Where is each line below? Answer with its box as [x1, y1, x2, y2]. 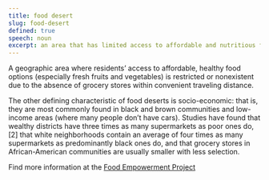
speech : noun [8, 34, 52, 42]
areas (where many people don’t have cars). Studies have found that [34, 113, 261, 122]
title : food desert [8, 11, 74, 20]
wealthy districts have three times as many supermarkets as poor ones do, [8, 122, 255, 131]
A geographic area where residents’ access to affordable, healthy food [8, 63, 242, 73]
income [8, 113, 34, 122]
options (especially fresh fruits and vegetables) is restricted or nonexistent [8, 72, 255, 82]
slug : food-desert [8, 19, 70, 27]
